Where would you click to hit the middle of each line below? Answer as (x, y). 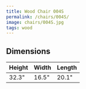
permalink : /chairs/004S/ (37, 17)
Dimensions (28, 51)
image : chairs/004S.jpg (35, 22)
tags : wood (19, 28)
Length (67, 67)
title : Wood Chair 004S (35, 11)
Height (18, 67)
